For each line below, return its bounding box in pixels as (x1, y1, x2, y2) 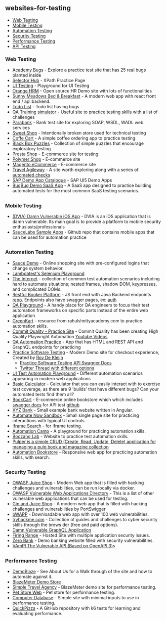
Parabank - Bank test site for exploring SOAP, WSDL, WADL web (12, 120, 144, 126)
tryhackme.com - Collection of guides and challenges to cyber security (12, 517, 158, 523)
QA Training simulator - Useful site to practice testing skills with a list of (12, 109, 158, 115)
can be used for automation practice (12, 234, 86, 240)
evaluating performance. (12, 611, 63, 617)
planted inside (12, 72, 41, 78)
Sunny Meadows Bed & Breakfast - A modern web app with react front (12, 93, 156, 99)
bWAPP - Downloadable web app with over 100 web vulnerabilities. (12, 511, 149, 517)
